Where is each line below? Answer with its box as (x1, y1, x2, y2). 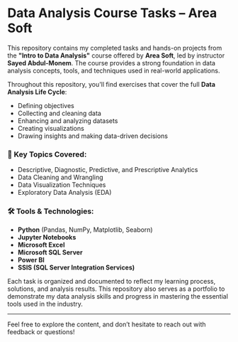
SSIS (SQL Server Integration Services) (17, 263, 135, 272)
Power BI (17, 255, 45, 264)
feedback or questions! (7, 327, 75, 336)
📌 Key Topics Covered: (7, 149, 87, 159)
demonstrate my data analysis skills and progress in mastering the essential (7, 292, 229, 300)
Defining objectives (17, 101, 74, 109)
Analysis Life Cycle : (7, 87, 67, 96)
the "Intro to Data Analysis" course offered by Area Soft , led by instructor (7, 51, 225, 60)
